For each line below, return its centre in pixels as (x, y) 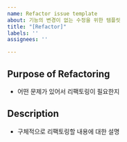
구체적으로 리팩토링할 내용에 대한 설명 (68, 131)
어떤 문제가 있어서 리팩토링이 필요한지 (68, 91)
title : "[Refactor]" (37, 26)
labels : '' (23, 33)
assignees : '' (28, 40)
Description (33, 114)
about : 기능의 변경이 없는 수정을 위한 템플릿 (64, 20)
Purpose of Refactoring (59, 74)
